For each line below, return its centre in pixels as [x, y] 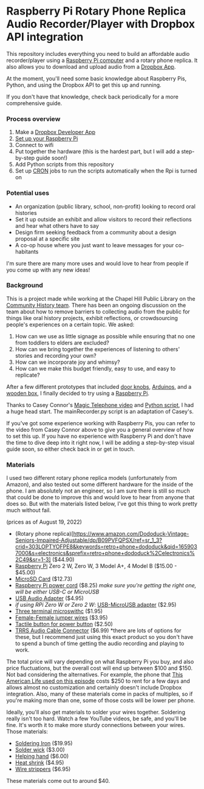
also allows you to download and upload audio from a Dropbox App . [91, 67]
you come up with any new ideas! [48, 270]
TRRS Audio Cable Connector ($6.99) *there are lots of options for [98, 630]
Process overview [33, 118]
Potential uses [28, 193]
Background [25, 285]
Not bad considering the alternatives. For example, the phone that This [95, 675]
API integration [45, 37]
